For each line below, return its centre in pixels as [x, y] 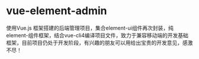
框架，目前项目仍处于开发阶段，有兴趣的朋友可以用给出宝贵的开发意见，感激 [99, 42]
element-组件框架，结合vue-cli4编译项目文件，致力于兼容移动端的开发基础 [97, 35]
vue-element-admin [57, 11]
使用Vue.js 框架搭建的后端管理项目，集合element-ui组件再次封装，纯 [90, 28]
